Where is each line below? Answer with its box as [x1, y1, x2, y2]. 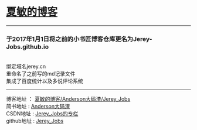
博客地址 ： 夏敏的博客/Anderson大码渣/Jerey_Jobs [6, 95, 131, 102]
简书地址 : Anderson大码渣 [6, 103, 70, 110]
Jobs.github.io [6, 42, 49, 50]
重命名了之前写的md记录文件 [6, 70, 76, 77]
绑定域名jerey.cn [6, 63, 46, 70]
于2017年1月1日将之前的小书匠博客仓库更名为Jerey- [6, 35, 152, 43]
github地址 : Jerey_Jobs [6, 118, 64, 125]
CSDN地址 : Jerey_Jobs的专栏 [6, 110, 79, 117]
